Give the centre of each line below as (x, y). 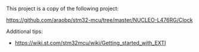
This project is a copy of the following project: (63, 9)
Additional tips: (24, 31)
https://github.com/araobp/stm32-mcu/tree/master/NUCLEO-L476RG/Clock (99, 20)
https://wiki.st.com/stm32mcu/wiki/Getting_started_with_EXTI (90, 43)
